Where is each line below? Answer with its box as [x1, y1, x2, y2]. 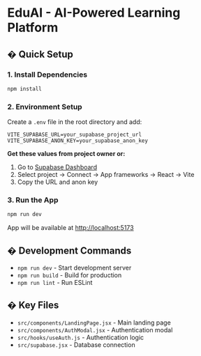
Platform [7, 20, 59, 36]
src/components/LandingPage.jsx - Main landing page [17, 318, 171, 327]
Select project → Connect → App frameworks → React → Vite [17, 171, 195, 179]
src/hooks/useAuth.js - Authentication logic [17, 333, 144, 341]
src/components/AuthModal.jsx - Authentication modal [17, 325, 173, 334]
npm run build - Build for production [17, 271, 122, 279]
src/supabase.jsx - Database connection [17, 340, 135, 349]
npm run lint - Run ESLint [17, 279, 93, 287]
